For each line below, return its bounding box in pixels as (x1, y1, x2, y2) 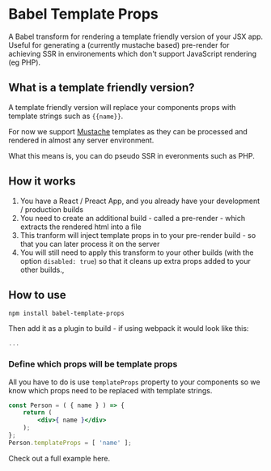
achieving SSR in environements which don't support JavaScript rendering (8, 49, 257, 58)
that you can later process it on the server (19, 239, 160, 248)
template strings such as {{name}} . (8, 111, 124, 121)
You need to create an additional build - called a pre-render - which (19, 213, 245, 223)
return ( (23, 409, 53, 417)
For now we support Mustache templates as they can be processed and (8, 126, 248, 136)
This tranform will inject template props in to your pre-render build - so (19, 230, 256, 240)
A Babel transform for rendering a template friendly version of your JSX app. (8, 32, 264, 41)
